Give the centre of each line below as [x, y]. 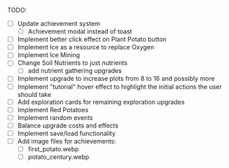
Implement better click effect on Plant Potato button [92, 39]
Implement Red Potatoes [53, 109]
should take [34, 94]
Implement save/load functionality [67, 133]
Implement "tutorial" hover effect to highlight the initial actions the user [120, 86]
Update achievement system [58, 23]
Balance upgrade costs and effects [68, 125]
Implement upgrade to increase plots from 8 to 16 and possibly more [116, 79]
